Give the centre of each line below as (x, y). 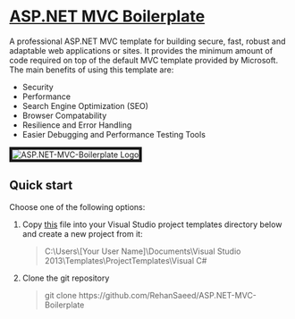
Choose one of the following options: (77, 206)
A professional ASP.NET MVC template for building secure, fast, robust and (147, 41)
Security (38, 87)
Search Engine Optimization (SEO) (85, 105)
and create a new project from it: (82, 233)
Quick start (41, 185)
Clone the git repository (66, 278)
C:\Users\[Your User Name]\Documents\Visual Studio (143, 251)
